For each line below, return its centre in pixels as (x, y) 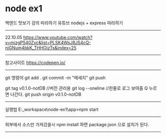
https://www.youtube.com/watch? (58, 37)
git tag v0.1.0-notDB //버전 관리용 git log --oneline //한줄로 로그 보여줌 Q (77, 88)
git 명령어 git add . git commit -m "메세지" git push (56, 77)
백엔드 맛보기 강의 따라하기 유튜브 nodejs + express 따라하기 (64, 23)
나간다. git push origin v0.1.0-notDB (46, 94)
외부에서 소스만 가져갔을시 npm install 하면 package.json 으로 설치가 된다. (77, 124)
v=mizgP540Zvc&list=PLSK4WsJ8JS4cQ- (48, 42)
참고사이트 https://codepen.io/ (35, 63)
